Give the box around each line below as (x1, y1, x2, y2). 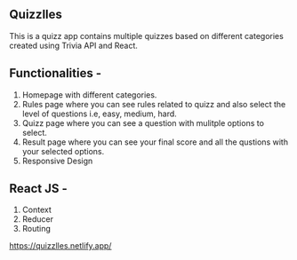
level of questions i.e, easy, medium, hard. (21, 108, 178, 119)
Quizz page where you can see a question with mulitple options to (21, 117, 265, 128)
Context (21, 204, 52, 216)
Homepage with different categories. (21, 89, 157, 100)
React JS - (9, 181, 68, 196)
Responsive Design (21, 155, 93, 166)
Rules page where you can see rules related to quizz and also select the (21, 98, 286, 109)
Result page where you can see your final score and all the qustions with (21, 137, 289, 147)
